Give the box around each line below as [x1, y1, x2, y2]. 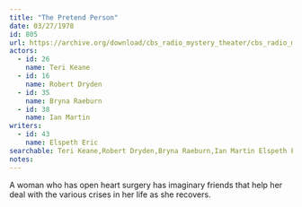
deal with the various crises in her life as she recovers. [9, 189, 211, 200]
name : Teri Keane [25, 64, 91, 73]
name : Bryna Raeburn [25, 96, 102, 106]
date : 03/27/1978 [9, 22, 75, 30]
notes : [9, 154, 34, 164]
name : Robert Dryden [25, 80, 102, 89]
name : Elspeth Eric [25, 138, 99, 147]
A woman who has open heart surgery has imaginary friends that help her [9, 179, 283, 190]
